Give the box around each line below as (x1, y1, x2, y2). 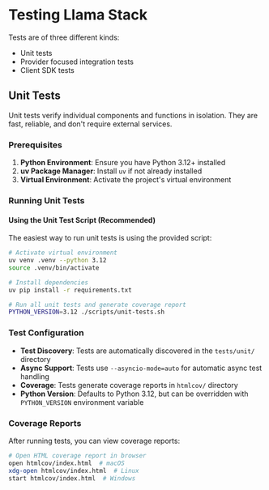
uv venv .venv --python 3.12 (8, 257, 107, 265)
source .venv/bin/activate (8, 263, 100, 272)
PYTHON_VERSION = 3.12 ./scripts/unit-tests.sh (8, 308, 164, 317)
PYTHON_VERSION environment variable (19, 397, 144, 407)
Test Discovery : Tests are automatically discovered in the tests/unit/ (19, 346, 255, 356)
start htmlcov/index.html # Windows (8, 474, 136, 483)
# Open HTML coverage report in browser (8, 451, 147, 459)
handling (19, 371, 50, 381)
